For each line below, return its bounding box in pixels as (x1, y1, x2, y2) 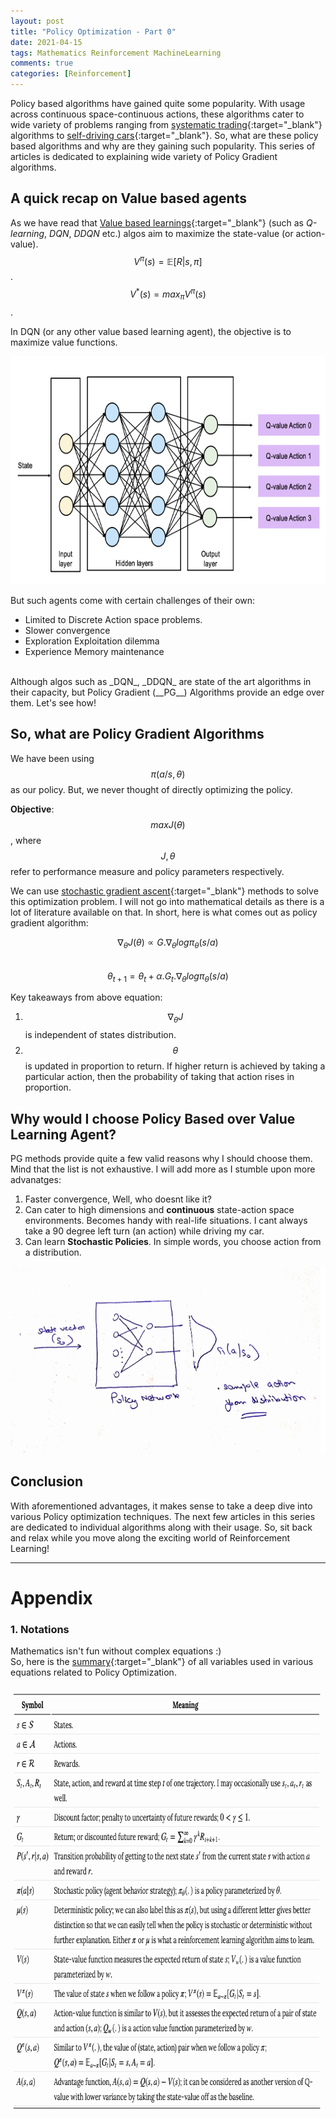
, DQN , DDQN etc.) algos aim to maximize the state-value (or (44, 227, 294, 239)
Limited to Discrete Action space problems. (24, 613, 203, 625)
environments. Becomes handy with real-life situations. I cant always (24, 1214, 308, 1226)
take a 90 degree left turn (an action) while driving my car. (24, 1225, 265, 1237)
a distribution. (24, 1246, 82, 1258)
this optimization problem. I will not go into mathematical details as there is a (10, 895, 325, 907)
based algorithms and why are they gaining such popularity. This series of (10, 140, 316, 152)
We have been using (10, 752, 95, 764)
